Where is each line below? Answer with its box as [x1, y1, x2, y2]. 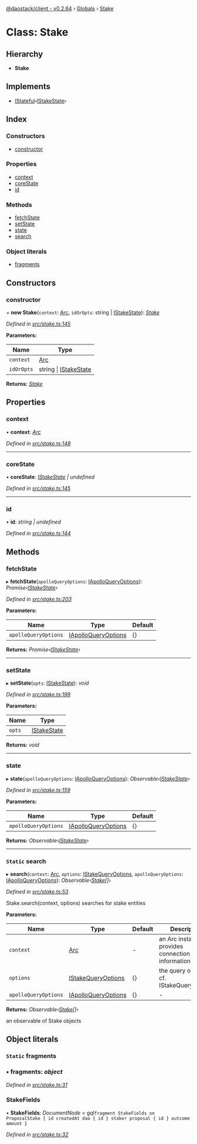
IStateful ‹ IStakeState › [14, 97, 67, 104]
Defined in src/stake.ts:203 [6, 596, 72, 603]
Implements [6, 82, 51, 92]
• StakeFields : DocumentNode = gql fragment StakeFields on [6, 1109, 155, 1116]
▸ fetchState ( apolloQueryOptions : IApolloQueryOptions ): [6, 578, 142, 585]
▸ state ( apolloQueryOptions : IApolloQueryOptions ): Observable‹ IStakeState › [6, 775, 190, 782]
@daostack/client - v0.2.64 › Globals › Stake [6, 5, 114, 12]
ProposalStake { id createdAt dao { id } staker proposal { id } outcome [6, 1115, 191, 1121]
